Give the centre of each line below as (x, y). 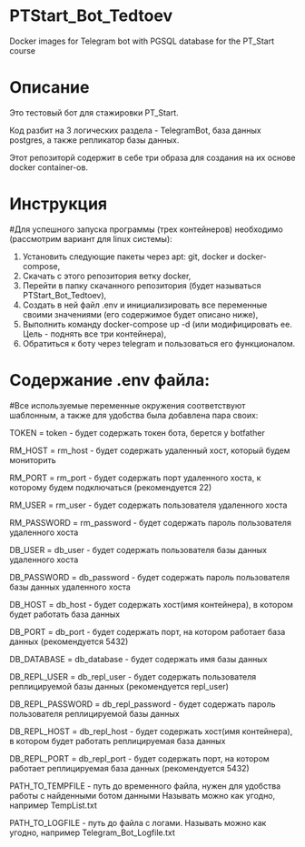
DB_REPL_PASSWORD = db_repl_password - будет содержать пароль (143, 704)
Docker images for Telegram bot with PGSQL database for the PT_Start (142, 41)
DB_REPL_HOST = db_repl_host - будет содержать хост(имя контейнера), (151, 731)
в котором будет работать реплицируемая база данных (118, 741)
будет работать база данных (65, 614)
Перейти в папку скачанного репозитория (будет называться (142, 285)
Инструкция (58, 204)
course (23, 50)
